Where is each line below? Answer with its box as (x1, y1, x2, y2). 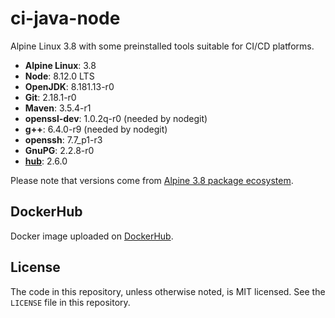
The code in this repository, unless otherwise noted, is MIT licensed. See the (10, 285, 326, 297)
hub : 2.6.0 (24, 155, 68, 167)
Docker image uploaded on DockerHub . (10, 230, 174, 242)
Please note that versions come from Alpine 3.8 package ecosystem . (10, 174, 294, 186)
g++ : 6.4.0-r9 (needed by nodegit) (24, 123, 168, 135)
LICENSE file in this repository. (10, 296, 131, 308)
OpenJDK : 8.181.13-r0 (24, 80, 115, 92)
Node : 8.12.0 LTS (24, 70, 95, 82)
